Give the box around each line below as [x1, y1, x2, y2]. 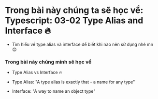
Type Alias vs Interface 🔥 [12, 70, 62, 75]
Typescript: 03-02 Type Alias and [5, 15, 144, 26]
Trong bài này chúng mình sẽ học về [5, 58, 92, 65]
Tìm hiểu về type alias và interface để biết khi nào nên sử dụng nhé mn [12, 41, 154, 47]
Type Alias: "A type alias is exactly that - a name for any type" [12, 79, 135, 85]
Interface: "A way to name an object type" [12, 88, 96, 94]
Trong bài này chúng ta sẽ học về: [5, 5, 144, 16]
